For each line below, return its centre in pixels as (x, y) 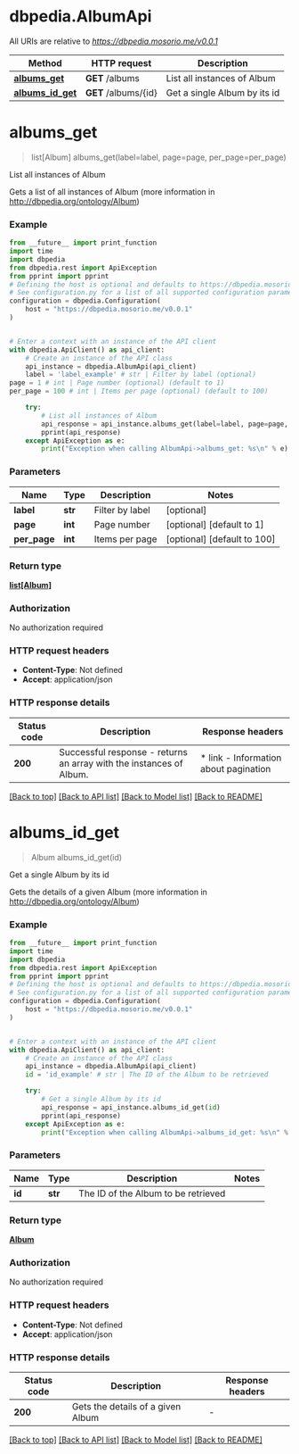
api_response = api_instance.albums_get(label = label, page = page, (165, 424)
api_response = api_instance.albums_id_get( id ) (131, 1107)
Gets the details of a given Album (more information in (108, 892)
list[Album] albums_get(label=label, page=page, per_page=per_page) (158, 157)
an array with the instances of (121, 763)
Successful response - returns (124, 752)
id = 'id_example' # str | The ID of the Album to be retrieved (147, 1075)
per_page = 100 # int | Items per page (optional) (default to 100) (139, 391)
